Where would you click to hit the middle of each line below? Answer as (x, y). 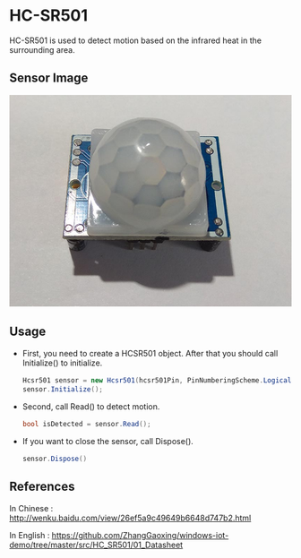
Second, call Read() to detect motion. (91, 407)
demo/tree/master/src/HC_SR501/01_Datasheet (96, 545)
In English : (30, 535)
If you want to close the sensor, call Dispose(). (108, 442)
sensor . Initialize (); (62, 390)
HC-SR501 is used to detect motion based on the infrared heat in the (136, 40)
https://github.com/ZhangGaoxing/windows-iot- (140, 535)
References (42, 487)
